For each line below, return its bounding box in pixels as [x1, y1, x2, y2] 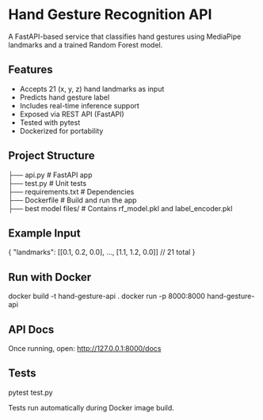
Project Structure [8, 149, 95, 163]
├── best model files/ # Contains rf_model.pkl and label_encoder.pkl [8, 203, 233, 213]
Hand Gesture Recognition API [8, 6, 212, 24]
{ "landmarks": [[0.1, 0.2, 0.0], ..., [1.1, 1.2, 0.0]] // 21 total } [8, 248, 196, 257]
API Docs [8, 323, 55, 336]
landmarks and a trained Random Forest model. [8, 40, 163, 49]
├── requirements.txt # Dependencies [8, 187, 135, 196]
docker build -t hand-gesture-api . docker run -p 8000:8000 [8, 291, 206, 301]
